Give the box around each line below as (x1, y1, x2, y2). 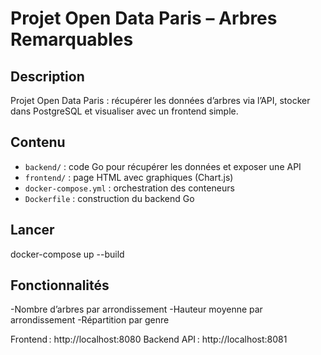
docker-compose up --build (10, 248, 125, 260)
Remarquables (10, 28, 134, 51)
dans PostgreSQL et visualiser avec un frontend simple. (10, 105, 239, 117)
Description (10, 68, 85, 85)
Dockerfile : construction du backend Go (24, 192, 195, 204)
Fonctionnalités (10, 277, 110, 294)
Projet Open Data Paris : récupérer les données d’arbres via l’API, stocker (10, 95, 311, 106)
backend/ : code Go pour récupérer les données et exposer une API (24, 160, 302, 172)
